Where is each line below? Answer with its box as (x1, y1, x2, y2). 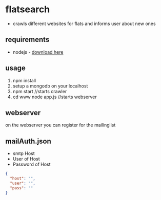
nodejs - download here (12, 49, 64, 55)
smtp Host (12, 150, 35, 157)
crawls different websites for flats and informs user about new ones (12, 20, 156, 27)
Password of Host (12, 161, 51, 167)
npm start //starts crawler (12, 88, 67, 94)
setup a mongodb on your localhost (12, 83, 88, 89)
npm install (12, 77, 36, 83)
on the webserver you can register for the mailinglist (5, 122, 116, 128)
